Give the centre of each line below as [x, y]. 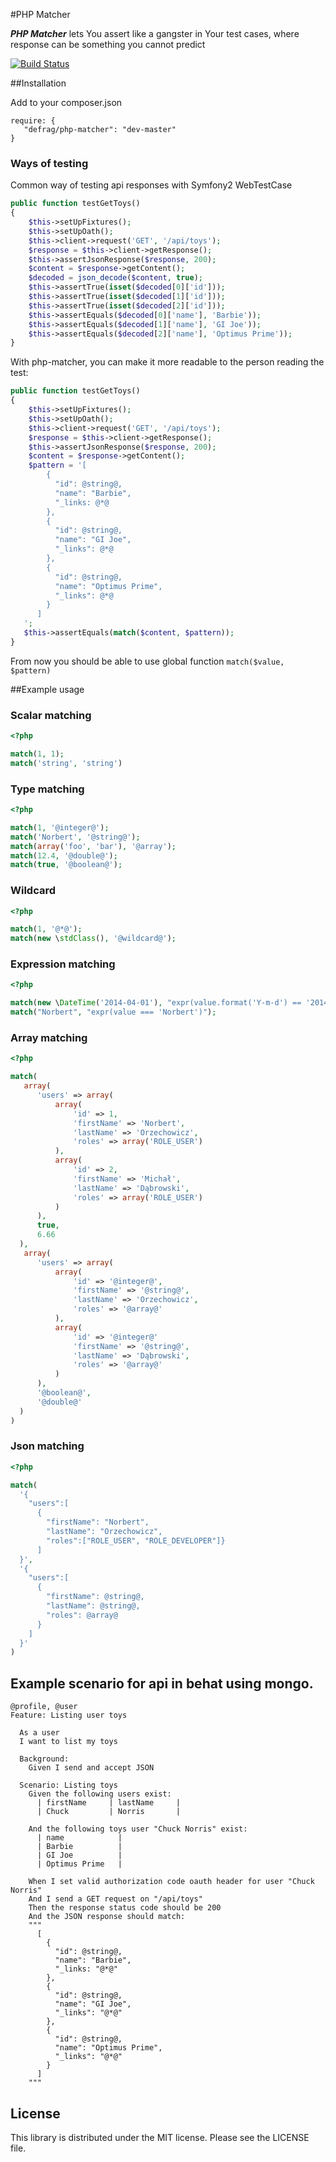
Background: [44, 1759]
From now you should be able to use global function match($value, [147, 661]
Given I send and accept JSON [91, 1768]
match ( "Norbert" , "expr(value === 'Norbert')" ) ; [113, 1012]
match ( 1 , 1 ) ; [37, 754]
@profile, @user [44, 1707]
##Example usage [47, 689]
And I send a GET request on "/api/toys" [115, 1899]
